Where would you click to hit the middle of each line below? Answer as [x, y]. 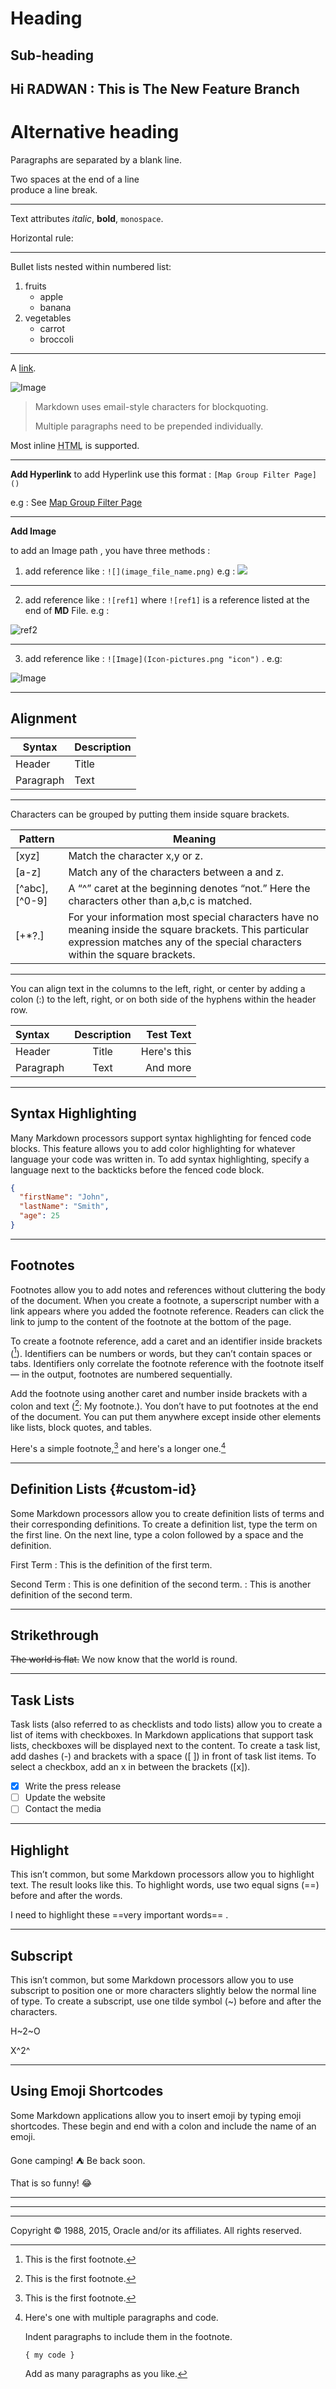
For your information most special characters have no [194, 917]
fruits [35, 286]
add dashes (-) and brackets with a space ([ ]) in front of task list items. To [163, 1756]
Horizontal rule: [42, 238]
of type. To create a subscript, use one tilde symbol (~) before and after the [166, 2001]
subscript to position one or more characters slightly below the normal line [163, 1990]
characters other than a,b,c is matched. [160, 900]
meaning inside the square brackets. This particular [189, 929]
